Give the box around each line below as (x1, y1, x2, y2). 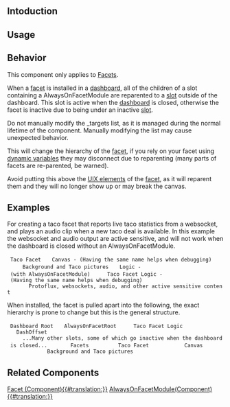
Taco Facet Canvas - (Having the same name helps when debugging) (10, 257, 212, 264)
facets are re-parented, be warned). (7, 161, 109, 170)
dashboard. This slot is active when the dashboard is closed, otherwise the (7, 98, 220, 106)
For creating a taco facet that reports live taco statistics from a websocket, (7, 220, 218, 229)
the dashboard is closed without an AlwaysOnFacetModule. (7, 242, 176, 250)
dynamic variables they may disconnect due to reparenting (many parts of (7, 154, 217, 162)
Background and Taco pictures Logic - (22, 264, 141, 270)
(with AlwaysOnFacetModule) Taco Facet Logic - (10, 271, 163, 278)
